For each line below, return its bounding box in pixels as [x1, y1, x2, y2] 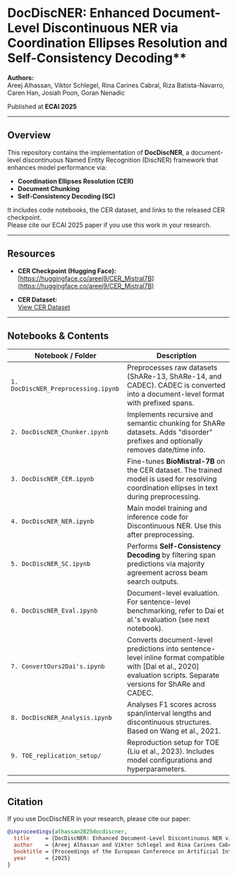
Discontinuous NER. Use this [126, 521, 221, 531]
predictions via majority [126, 559, 205, 569]
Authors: [7, 73, 34, 82]
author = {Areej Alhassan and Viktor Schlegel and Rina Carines [13, 841, 217, 848]
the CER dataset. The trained [126, 465, 222, 475]
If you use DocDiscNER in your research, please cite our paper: [7, 815, 191, 823]
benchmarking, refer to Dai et [126, 606, 224, 616]
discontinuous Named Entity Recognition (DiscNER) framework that [22, 156, 219, 164]
